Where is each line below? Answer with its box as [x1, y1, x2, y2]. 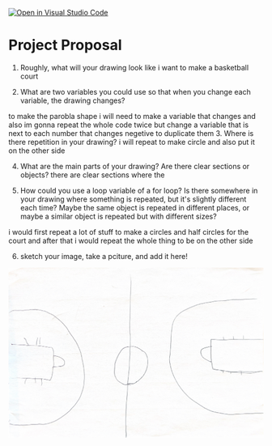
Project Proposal [8, 36, 123, 54]
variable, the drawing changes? [19, 96, 125, 105]
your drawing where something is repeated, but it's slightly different [19, 194, 247, 204]
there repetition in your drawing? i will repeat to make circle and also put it [8, 137, 255, 147]
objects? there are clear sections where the [19, 170, 165, 180]
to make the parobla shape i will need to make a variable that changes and [8, 111, 257, 121]
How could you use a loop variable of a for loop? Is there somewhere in [19, 185, 258, 195]
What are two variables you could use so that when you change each [19, 87, 251, 96]
